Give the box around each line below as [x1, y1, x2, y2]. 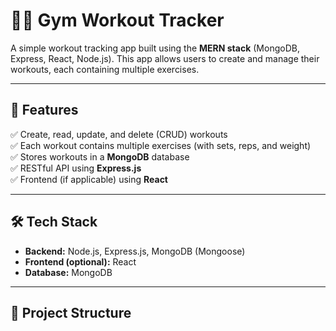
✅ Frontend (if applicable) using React [10, 173, 168, 185]
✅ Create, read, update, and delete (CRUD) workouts [10, 128, 228, 140]
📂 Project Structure [10, 304, 132, 321]
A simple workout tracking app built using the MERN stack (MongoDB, [10, 42, 300, 54]
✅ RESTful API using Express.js [10, 162, 142, 174]
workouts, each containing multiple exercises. [10, 63, 200, 75]
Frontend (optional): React [24, 255, 137, 268]
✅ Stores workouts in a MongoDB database [10, 150, 190, 163]
